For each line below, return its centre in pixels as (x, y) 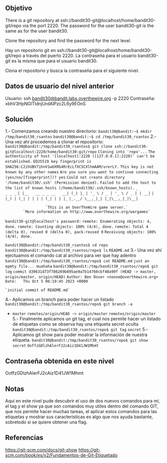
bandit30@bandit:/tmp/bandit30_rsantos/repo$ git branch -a (69, 304)
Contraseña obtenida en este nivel (60, 361)
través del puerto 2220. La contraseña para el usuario (82, 55)
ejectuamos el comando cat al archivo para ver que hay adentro (71, 255)
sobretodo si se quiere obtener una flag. (46, 422)
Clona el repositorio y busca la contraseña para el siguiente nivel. (72, 70)
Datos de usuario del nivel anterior (60, 86)
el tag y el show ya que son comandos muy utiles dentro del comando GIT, (82, 406)
